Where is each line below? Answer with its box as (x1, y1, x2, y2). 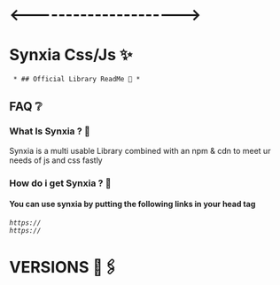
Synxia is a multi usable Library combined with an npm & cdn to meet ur (9, 145, 271, 156)
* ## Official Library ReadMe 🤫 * (12, 75, 141, 84)
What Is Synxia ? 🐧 (9, 125, 90, 137)
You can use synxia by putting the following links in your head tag (9, 199, 256, 210)
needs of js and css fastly (9, 155, 104, 166)
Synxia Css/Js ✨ (9, 45, 133, 65)
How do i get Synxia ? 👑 (9, 177, 113, 189)
